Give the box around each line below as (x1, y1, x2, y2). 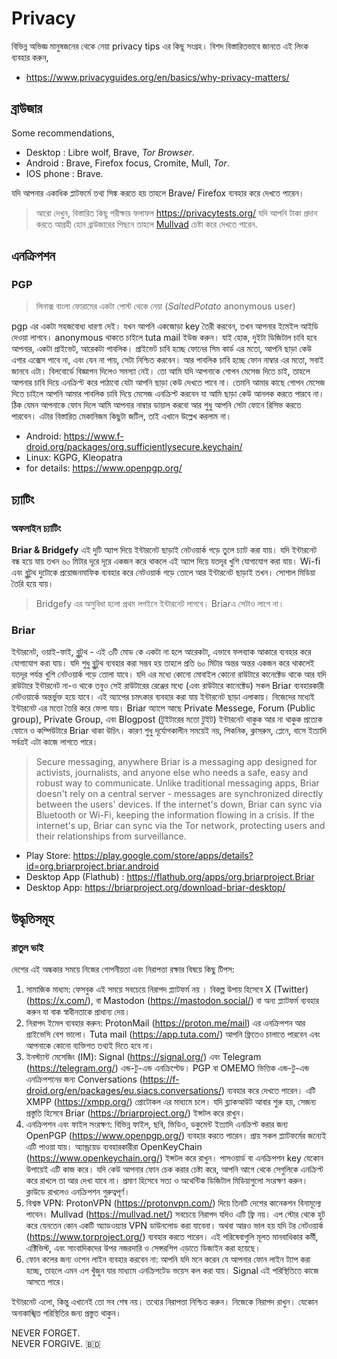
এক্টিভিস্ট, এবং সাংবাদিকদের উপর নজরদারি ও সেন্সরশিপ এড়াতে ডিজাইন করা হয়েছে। (25, 1242, 261, 1254)
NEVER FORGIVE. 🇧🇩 (11, 1338, 101, 1350)
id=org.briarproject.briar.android (25, 860, 159, 872)
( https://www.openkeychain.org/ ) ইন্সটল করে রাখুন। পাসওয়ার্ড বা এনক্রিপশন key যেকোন (25, 1152, 324, 1164)
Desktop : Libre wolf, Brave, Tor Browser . (25, 146, 195, 158)
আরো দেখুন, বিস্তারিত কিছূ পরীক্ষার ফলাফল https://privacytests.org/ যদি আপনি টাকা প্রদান (35, 207, 318, 219)
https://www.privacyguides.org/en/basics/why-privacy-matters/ (25, 71, 290, 83)
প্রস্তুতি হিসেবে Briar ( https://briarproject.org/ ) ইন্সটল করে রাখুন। (25, 1107, 246, 1119)
